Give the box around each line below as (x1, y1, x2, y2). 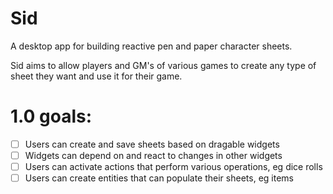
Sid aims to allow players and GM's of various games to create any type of (10, 59, 317, 71)
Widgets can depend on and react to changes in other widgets (24, 149, 283, 161)
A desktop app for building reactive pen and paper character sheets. (10, 40, 293, 52)
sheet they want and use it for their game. (10, 70, 183, 82)
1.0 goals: (10, 105, 93, 128)
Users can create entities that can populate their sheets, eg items (24, 172, 294, 184)
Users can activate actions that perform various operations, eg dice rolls (24, 161, 323, 172)
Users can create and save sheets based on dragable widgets (24, 138, 280, 150)
